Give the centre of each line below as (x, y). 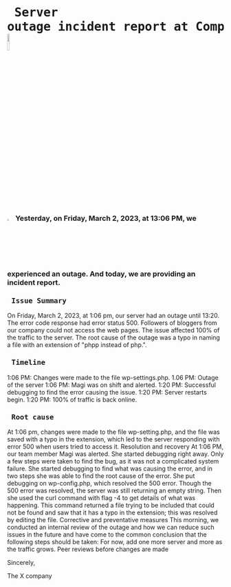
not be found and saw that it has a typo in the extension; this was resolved (112, 513)
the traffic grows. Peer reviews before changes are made (88, 549)
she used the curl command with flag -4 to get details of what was (101, 498)
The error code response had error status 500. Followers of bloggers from (112, 323)
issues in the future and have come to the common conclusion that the (107, 535)
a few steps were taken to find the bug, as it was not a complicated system (113, 461)
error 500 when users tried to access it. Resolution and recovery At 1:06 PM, (115, 447)
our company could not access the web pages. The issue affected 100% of (113, 330)
